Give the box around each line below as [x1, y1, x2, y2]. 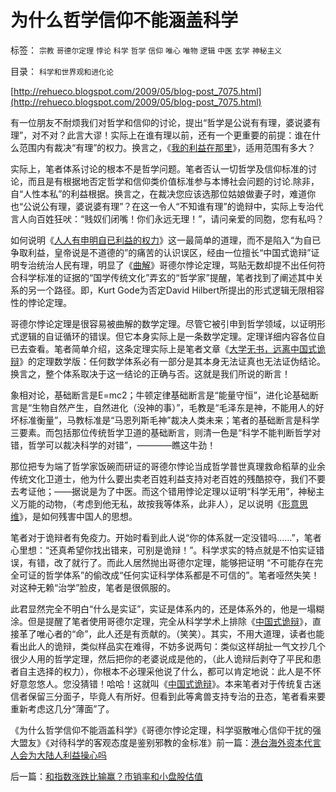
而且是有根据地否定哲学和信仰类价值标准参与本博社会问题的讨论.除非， [27, 175, 320, 187]
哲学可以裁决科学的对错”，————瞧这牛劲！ [27, 439, 217, 451]
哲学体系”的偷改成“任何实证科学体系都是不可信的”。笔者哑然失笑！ [44, 569, 320, 581]
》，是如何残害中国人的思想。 [19, 510, 138, 522]
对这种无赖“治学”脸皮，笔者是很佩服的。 [10, 581, 177, 593]
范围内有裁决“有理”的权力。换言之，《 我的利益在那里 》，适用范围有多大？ [18, 141, 317, 153]
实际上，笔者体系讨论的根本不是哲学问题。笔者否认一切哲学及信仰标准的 [10, 162, 308, 175]
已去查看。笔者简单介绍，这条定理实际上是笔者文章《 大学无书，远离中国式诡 [10, 342, 326, 355]
